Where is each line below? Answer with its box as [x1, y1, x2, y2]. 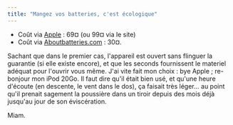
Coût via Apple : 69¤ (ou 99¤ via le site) [17, 30, 136, 39]
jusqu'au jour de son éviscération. [7, 97, 107, 106]
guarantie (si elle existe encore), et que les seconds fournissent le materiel [7, 59, 227, 68]
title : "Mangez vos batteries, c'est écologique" [7, 10, 158, 18]
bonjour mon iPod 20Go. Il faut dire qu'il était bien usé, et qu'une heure [7, 74, 216, 83]
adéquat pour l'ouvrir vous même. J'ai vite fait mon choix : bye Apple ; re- [7, 66, 224, 75]
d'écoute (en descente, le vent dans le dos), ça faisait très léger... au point [7, 81, 225, 90]
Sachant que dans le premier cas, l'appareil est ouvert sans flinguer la [7, 51, 212, 60]
